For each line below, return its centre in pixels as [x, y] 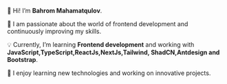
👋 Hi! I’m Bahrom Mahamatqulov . [55, 11]
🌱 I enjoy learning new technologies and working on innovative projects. [109, 73]
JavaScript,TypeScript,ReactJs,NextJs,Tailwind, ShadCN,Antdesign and [113, 52]
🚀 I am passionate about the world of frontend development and [98, 24]
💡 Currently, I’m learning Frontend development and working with [101, 44]
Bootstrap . [22, 60]
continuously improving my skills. [54, 31]
